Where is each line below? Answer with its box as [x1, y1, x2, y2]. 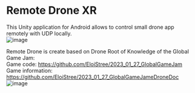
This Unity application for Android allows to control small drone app [6, 23, 174, 31]
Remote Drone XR [6, 4, 97, 17]
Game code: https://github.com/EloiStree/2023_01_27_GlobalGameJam [6, 61, 183, 68]
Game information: [6, 67, 53, 74]
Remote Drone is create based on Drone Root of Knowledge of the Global [6, 47, 190, 55]
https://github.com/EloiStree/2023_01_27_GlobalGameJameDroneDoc [6, 73, 179, 80]
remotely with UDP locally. [6, 29, 72, 37]
